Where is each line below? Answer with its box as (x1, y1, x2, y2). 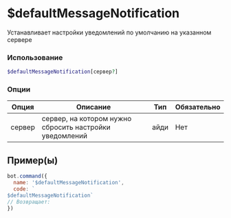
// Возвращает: (7, 198, 51, 205)
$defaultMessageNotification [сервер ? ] (7, 68, 118, 76)
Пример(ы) (7, 154, 58, 166)
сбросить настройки (41, 122, 111, 132)
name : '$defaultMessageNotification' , (13, 179, 125, 186)
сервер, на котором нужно (41, 114, 132, 124)
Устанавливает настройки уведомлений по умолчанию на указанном (7, 28, 212, 36)
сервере (7, 35, 32, 43)
